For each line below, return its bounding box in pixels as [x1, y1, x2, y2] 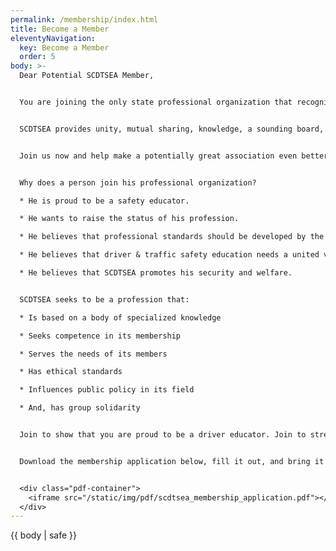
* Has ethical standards [19, 367, 123, 377]
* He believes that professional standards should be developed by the [19, 232, 325, 242]
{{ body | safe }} [10, 529, 77, 541]
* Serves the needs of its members [19, 349, 168, 359]
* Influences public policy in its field [19, 385, 195, 395]
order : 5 [19, 52, 56, 62]
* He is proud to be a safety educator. [19, 196, 190, 206]
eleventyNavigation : [10, 33, 97, 43]
